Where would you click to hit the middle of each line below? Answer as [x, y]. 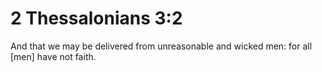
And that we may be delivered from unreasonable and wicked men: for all [161, 46]
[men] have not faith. [53, 56]
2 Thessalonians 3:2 [96, 18]
